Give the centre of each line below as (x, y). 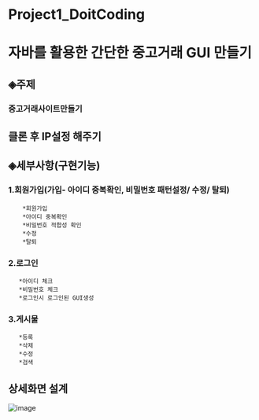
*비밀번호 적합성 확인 (52, 225)
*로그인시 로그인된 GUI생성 (56, 298)
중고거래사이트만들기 (45, 109)
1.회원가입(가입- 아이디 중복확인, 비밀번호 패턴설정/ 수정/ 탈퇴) (119, 190)
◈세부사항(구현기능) (54, 166)
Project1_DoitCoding (77, 15)
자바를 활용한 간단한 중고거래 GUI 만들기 (130, 53)
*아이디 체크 (36, 282)
